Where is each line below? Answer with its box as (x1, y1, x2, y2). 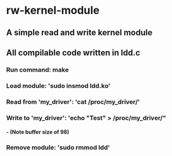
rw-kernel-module (6, 4, 100, 17)
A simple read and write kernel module (6, 27, 153, 38)
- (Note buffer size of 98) (6, 129, 70, 136)
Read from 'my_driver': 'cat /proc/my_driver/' (6, 97, 140, 106)
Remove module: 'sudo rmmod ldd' (6, 143, 110, 152)
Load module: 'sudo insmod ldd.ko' (6, 81, 110, 90)
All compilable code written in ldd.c (6, 47, 140, 57)
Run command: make (6, 65, 69, 74)
